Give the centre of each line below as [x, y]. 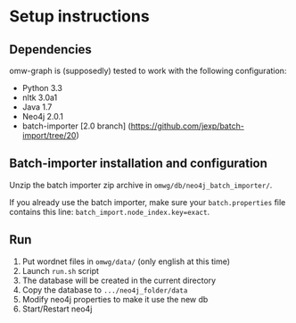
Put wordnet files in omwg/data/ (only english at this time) [126, 261]
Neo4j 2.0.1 [43, 116]
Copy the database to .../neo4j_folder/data [105, 290]
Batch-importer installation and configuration [138, 164]
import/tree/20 [49, 135]
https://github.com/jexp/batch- [188, 126]
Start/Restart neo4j [57, 309]
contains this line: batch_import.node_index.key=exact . [110, 211]
